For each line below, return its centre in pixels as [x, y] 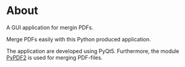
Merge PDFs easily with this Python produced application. [79, 39]
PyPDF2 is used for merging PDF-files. [55, 57]
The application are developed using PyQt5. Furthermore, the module [93, 51]
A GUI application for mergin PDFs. [50, 27]
